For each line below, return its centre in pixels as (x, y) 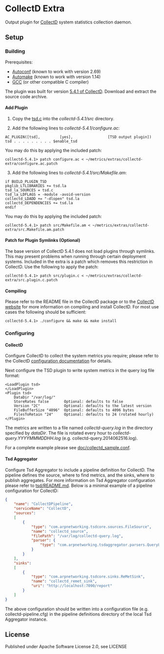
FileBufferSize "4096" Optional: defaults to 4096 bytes (74, 410)
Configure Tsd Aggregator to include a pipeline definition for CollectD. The (80, 470)
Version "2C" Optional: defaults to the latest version (83, 406)
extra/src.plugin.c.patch (31, 280)
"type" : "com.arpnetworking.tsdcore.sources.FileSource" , (91, 527)
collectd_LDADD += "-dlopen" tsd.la (42, 198)
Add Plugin (17, 108)
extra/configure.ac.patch (31, 163)
